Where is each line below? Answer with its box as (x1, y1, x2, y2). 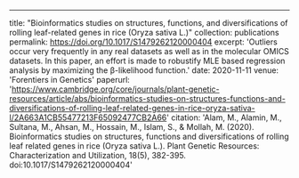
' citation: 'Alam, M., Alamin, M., (166, 112, 282, 123)
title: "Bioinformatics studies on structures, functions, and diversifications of (9, 18, 288, 28)
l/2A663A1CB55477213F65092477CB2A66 (9, 112, 167, 123)
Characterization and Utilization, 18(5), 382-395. (9, 150, 187, 160)
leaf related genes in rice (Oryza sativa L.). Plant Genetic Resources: (9, 141, 260, 151)
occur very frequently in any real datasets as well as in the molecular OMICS (9, 46, 289, 56)
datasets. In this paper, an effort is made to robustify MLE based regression (9, 55, 286, 66)
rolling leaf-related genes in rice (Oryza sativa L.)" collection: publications (9, 28, 279, 37)
